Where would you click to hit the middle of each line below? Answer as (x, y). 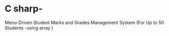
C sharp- (24, 9)
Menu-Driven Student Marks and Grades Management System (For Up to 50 (84, 22)
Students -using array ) (29, 27)
